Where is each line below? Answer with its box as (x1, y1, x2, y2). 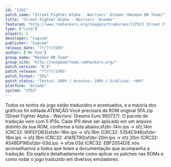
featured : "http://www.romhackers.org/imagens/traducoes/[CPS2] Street (5, 21, 160, 27)
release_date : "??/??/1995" (5, 45, 65, 50)
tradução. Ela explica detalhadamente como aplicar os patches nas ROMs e (5, 151, 164, 157)
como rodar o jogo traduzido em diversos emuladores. (5, 156, 120, 162)
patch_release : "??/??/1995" (5, 69, 67, 74)
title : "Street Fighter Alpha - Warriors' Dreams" (5, 17, 115, 22)
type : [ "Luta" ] (5, 26, 38, 32)
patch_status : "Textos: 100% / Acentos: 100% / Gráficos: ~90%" (5, 78, 145, 83)
